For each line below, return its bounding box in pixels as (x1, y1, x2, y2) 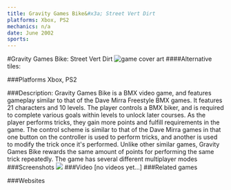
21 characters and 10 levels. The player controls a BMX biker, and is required (7, 104, 224, 112)
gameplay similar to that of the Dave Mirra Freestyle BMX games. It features (7, 96, 223, 104)
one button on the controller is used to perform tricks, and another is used (7, 133, 218, 142)
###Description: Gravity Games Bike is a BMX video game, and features (7, 89, 212, 97)
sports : (7, 36, 30, 43)
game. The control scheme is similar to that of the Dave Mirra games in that (7, 126, 221, 134)
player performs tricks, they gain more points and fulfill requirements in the (7, 118, 220, 126)
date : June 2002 (7, 29, 54, 37)
